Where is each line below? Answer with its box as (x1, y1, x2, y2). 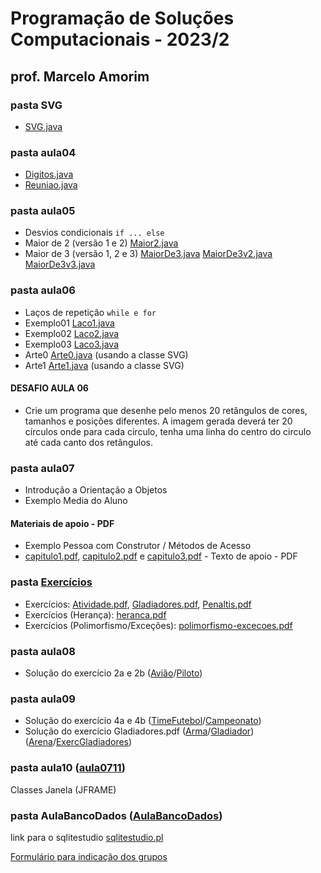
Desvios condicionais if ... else (24, 227, 165, 239)
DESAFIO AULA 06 (10, 382, 89, 394)
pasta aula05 (10, 204, 76, 218)
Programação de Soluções (10, 7, 235, 30)
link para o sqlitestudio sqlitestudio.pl (10, 831, 164, 843)
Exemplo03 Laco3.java (24, 338, 119, 350)
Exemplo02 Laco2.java (24, 327, 120, 339)
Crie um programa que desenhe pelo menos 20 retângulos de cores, (24, 404, 308, 416)
